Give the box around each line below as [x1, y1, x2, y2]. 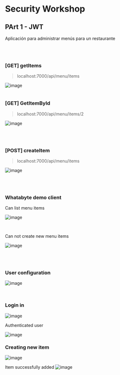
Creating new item [5, 343, 50, 350]
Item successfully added [5, 364, 54, 370]
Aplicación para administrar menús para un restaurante [5, 35, 116, 41]
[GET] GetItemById [5, 100, 51, 107]
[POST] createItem [5, 147, 50, 154]
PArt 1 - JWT [5, 23, 44, 31]
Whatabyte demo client [5, 194, 62, 201]
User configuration [5, 269, 51, 276]
